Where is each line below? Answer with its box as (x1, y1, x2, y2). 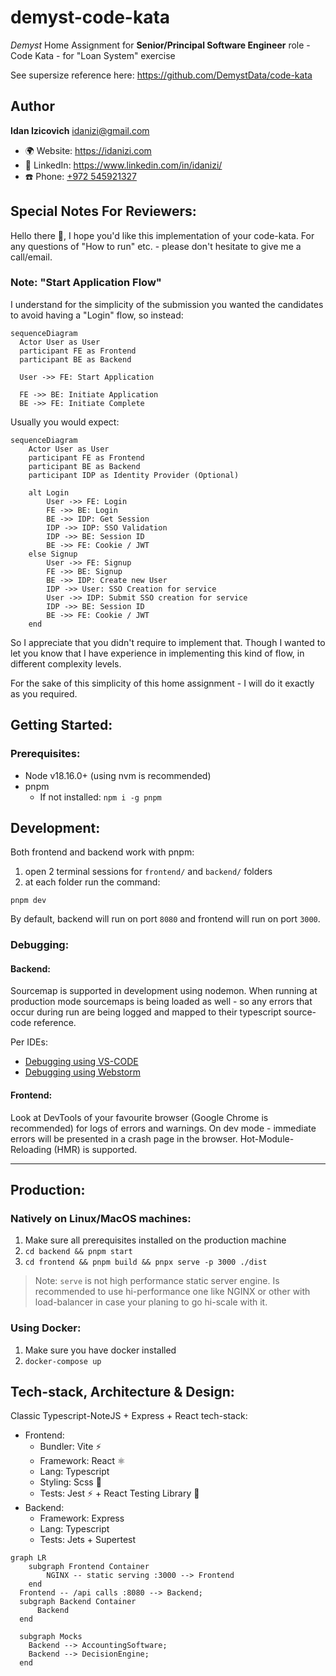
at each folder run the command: (24, 876, 161, 888)
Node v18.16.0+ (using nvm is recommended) (24, 769, 212, 781)
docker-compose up (24, 1356, 102, 1366)
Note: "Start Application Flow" (10, 276, 162, 290)
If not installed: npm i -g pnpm (39, 791, 162, 803)
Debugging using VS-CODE (24, 1056, 139, 1068)
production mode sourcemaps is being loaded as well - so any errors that (10, 996, 313, 1008)
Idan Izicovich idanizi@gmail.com (10, 124, 150, 136)
